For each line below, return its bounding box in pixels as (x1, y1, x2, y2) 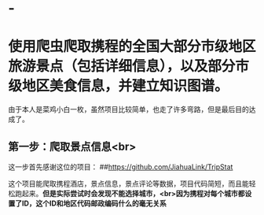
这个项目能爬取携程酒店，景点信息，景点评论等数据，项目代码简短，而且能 (8, 179, 249, 188)
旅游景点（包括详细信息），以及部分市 (8, 57, 250, 76)
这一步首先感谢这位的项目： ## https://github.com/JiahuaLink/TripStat (8, 161, 233, 172)
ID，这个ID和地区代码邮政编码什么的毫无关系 (21, 198, 167, 208)
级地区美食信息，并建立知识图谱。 (8, 77, 229, 95)
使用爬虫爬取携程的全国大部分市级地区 (8, 38, 257, 56)
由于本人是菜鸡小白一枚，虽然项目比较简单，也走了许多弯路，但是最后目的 (8, 105, 249, 114)
